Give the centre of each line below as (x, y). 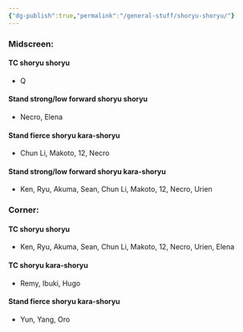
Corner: (24, 210)
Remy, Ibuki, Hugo (50, 283)
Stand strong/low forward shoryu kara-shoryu (87, 171)
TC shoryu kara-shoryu (48, 265)
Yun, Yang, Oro (45, 319)
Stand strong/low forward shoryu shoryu (78, 99)
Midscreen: (31, 43)
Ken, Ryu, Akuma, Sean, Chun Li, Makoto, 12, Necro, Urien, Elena (127, 247)
